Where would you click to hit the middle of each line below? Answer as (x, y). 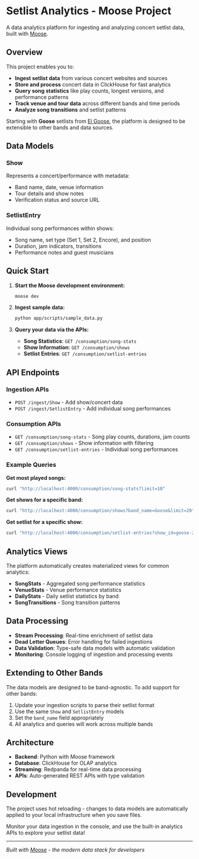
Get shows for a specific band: (44, 500)
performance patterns (42, 97)
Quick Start (28, 271)
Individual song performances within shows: (60, 228)
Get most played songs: (36, 478)
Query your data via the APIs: (52, 330)
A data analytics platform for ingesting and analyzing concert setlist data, (95, 27)
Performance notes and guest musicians (64, 252)
